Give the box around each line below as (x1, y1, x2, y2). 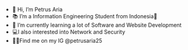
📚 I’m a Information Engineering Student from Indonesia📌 (12, 13, 157, 20)
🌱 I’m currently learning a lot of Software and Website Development (12, 21, 182, 29)
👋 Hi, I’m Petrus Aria (12, 6, 63, 13)
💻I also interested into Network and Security (12, 28, 126, 35)
